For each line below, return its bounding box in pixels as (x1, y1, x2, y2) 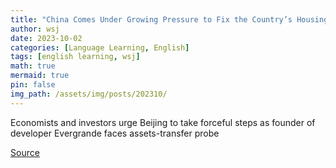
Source (10, 146, 40, 158)
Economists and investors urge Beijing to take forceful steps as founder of (10, 116, 316, 128)
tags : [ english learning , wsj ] (10, 52, 141, 62)
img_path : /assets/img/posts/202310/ (10, 89, 168, 99)
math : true (10, 61, 56, 71)
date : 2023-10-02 (10, 33, 83, 43)
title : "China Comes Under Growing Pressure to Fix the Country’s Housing (10, 14, 329, 25)
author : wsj (10, 24, 60, 34)
